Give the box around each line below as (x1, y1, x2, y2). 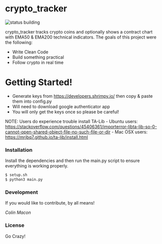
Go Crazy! (5, 233, 26, 239)
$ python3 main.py (5, 177, 43, 182)
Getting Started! (5, 77, 72, 88)
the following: (5, 39, 33, 45)
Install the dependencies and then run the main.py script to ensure (5, 158, 140, 163)
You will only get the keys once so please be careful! (12, 109, 119, 115)
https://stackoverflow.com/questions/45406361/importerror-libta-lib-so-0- (5, 123, 157, 129)
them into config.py (12, 98, 52, 104)
